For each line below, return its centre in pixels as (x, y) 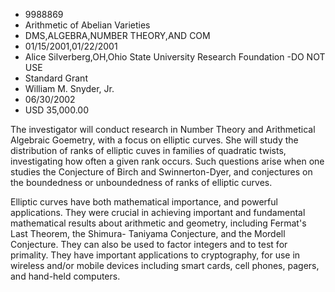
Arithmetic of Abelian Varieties (87, 25)
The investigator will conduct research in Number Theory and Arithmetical (163, 129)
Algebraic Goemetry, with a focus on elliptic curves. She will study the (154, 140)
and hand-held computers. (65, 276)
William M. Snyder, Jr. (69, 88)
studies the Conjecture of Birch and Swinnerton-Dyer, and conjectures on (161, 172)
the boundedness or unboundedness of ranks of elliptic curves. (141, 182)
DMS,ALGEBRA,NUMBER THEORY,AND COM (117, 35)
